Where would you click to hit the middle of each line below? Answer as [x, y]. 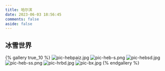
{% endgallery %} [121, 63]
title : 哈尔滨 [19, 10]
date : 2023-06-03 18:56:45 [33, 14]
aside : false [19, 24]
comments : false [22, 19]
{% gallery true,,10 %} [28, 57]
